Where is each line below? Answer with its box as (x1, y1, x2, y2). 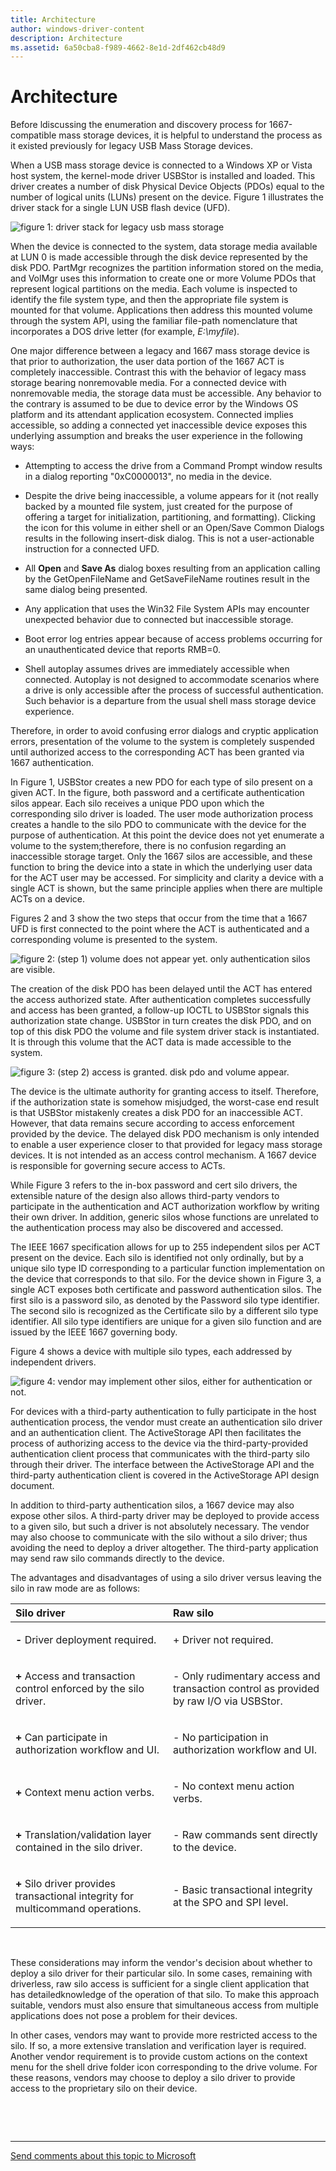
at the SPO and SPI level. (173, 1896, 289, 1910)
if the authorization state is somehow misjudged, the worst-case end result (10, 1096, 320, 1108)
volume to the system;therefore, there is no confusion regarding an (10, 840, 287, 852)
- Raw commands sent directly (173, 1828, 318, 1842)
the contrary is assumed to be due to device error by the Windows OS (10, 398, 299, 410)
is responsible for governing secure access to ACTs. (10, 1160, 226, 1172)
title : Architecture (10, 14, 97, 25)
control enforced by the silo (15, 1682, 145, 1696)
